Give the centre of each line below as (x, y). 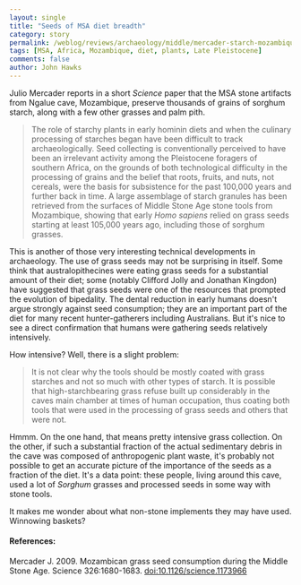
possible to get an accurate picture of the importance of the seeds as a (140, 465)
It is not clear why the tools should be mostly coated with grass (148, 372)
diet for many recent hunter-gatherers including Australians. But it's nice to (147, 318)
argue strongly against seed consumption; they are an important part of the (148, 308)
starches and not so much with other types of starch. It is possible (153, 381)
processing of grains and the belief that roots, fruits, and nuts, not (153, 176)
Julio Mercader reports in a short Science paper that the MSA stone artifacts (150, 93)
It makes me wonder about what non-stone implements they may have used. (150, 511)
